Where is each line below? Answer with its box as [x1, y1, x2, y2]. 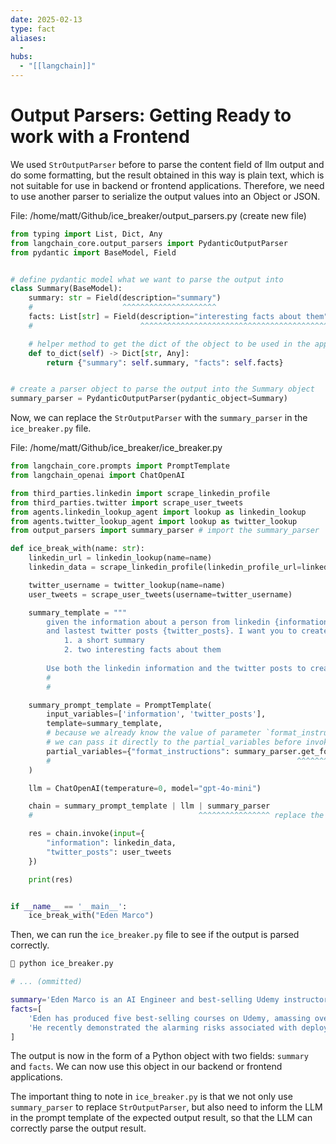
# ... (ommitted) [10, 977, 83, 987]
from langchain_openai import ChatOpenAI [10, 471, 186, 481]
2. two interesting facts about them [63, 645, 222, 655]
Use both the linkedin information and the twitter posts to [46, 663, 307, 673]
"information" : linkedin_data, [46, 838, 177, 848]
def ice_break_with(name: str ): [10, 544, 145, 554]
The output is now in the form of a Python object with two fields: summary [10, 1050, 309, 1062]
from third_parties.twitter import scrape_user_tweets [10, 497, 244, 508]
